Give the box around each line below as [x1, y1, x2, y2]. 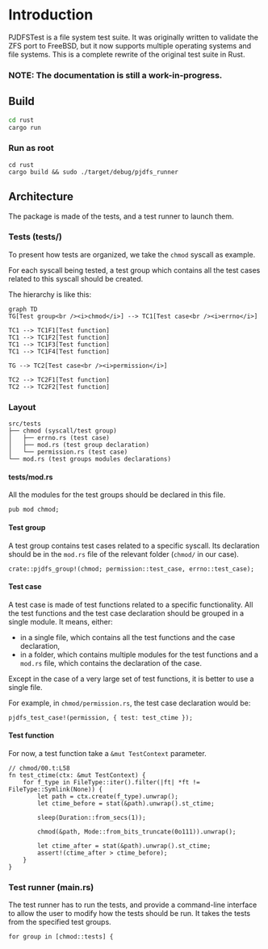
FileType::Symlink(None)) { [8, 785, 103, 793]
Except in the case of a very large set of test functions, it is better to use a [8, 674, 254, 684]
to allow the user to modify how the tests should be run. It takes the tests [8, 909, 251, 918]
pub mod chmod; [8, 506, 60, 514]
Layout [8, 401, 36, 412]
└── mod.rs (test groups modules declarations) [8, 455, 172, 463]
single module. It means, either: [8, 617, 113, 626]
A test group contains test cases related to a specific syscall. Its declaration [8, 541, 260, 550]
